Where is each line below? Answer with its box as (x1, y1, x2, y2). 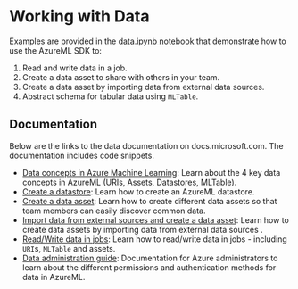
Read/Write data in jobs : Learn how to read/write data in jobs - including (21, 234, 287, 244)
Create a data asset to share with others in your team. (21, 71, 220, 82)
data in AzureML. (21, 271, 86, 282)
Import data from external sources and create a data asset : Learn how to (21, 214, 290, 225)
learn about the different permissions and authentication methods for (21, 261, 277, 273)
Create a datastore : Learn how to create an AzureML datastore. (21, 186, 255, 197)
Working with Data (9, 6, 150, 27)
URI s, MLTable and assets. (21, 243, 116, 253)
